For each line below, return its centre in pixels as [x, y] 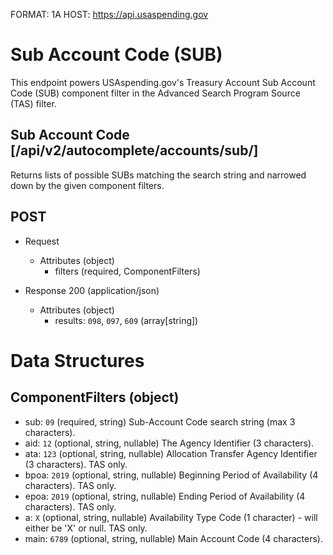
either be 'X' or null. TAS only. [86, 528]
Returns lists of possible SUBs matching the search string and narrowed [158, 175]
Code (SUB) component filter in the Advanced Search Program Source [155, 93]
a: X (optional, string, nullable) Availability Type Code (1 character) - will [171, 517]
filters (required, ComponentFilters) [127, 271]
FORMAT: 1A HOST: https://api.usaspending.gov [109, 14]
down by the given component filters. [87, 185]
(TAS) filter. [33, 103]
